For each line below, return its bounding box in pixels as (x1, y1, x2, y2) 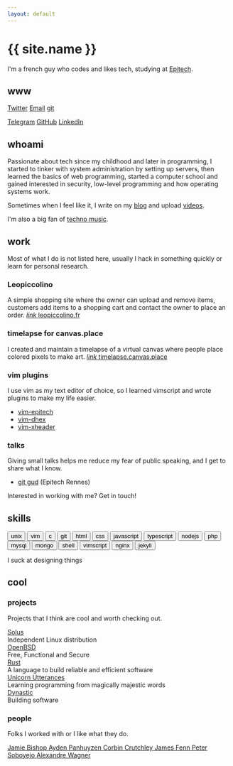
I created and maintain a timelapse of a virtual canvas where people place (7, 345, 224, 353)
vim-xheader (17, 422, 55, 431)
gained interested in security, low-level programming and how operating (7, 180, 219, 188)
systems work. (7, 188, 50, 196)
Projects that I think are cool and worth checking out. (7, 614, 163, 622)
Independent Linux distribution (7, 635, 97, 644)
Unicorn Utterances (7, 673, 65, 681)
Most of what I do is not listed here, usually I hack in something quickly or (7, 254, 222, 263)
